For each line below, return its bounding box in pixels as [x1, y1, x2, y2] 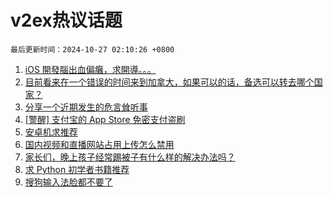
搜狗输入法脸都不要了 [24, 176, 113, 188]
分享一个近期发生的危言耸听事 [24, 101, 148, 113]
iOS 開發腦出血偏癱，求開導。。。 [24, 63, 157, 75]
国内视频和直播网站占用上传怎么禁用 [24, 138, 175, 150]
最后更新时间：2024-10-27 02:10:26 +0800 [10, 44, 175, 55]
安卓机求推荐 [24, 126, 78, 138]
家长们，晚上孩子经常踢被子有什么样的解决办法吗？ [24, 151, 236, 163]
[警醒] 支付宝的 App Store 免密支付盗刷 [24, 113, 186, 125]
